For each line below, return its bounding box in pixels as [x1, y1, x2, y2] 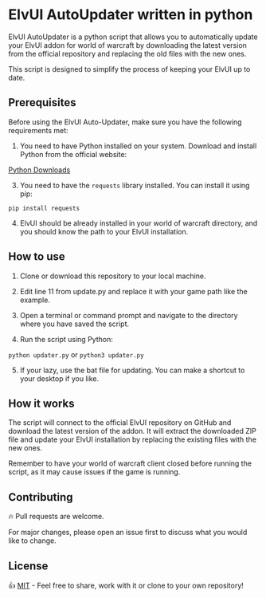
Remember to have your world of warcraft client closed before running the [8, 458, 252, 468]
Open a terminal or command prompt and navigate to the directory [19, 310, 238, 320]
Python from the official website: [19, 149, 127, 159]
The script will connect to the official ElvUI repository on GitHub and [8, 418, 232, 427]
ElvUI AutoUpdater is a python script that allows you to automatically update [8, 32, 258, 41]
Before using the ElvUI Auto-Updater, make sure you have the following [8, 117, 242, 127]
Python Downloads [8, 165, 71, 175]
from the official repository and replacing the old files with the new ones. [8, 49, 247, 58]
